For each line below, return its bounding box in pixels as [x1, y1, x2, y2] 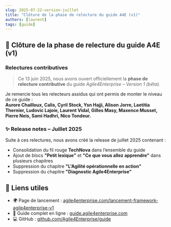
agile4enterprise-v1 [12, 205, 54, 211]
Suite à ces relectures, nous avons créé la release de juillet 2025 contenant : [5, 137, 166, 143]
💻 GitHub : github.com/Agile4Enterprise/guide [12, 216, 111, 222]
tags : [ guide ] [5, 21, 36, 27]
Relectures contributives [5, 64, 68, 71]
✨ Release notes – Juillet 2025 [5, 125, 82, 132]
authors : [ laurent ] [5, 17, 47, 22]
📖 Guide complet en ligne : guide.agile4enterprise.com [12, 210, 128, 216]
